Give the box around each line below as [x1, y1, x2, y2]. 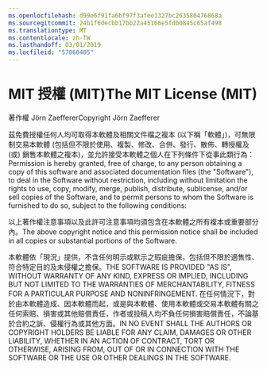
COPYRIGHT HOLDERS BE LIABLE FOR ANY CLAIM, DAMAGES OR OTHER [8, 327, 252, 337]
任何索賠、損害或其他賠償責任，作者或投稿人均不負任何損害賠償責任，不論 [8, 309, 252, 318]
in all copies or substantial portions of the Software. [8, 236, 177, 245]
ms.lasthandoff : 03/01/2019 [8, 41, 102, 49]
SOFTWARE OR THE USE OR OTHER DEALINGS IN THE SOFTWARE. [8, 352, 231, 362]
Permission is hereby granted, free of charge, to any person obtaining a [8, 158, 242, 167]
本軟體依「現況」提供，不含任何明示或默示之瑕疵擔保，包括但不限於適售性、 [8, 252, 259, 262]
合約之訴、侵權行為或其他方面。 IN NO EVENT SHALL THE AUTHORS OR [14, 318, 252, 328]
